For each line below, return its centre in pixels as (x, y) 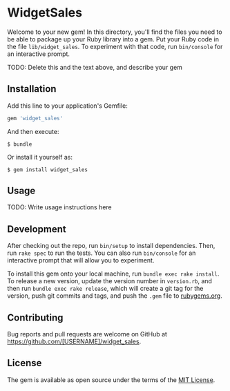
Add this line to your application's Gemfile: (67, 106)
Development (37, 229)
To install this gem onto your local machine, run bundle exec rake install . (113, 274)
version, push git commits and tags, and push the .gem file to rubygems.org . (115, 296)
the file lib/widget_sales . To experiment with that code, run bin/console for (115, 46)
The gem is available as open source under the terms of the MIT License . (111, 380)
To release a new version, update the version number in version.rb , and (110, 281)
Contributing (35, 317)
